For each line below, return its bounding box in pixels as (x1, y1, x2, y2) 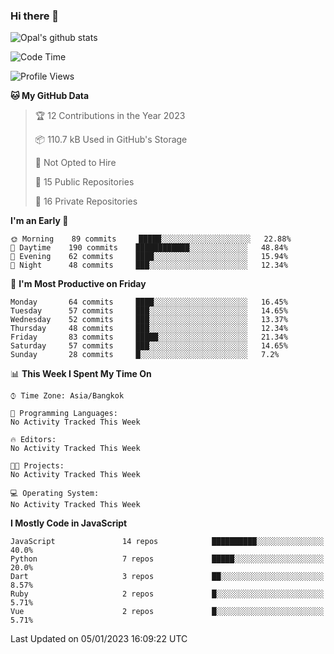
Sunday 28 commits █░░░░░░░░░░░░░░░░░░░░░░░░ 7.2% (10, 350, 280, 360)
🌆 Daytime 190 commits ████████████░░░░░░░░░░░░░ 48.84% (10, 243, 288, 253)
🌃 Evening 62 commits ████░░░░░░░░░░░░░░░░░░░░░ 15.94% (10, 252, 288, 262)
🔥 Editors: (10, 435, 57, 445)
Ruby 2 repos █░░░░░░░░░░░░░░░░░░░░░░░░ (10, 589, 325, 599)
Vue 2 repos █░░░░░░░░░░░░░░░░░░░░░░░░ (10, 607, 325, 617)
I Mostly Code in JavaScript (10, 517, 128, 529)
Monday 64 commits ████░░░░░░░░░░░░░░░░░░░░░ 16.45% (10, 297, 288, 308)
